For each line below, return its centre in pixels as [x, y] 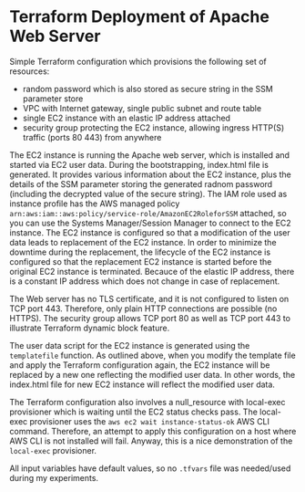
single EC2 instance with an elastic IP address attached [126, 118]
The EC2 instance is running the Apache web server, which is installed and [149, 155]
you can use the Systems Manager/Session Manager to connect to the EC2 [150, 223]
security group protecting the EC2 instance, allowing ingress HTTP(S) [153, 127]
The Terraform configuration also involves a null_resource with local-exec [147, 402]
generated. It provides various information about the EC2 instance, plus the [150, 174]
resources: [30, 71]
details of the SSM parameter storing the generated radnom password [141, 183]
